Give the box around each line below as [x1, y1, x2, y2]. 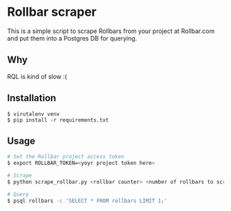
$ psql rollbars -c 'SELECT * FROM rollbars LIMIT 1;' [7, 197, 168, 204]
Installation [7, 92, 56, 104]
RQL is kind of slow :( [7, 72, 67, 80]
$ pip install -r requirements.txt [7, 116, 109, 124]
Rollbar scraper [7, 4, 97, 20]
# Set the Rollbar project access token [7, 153, 125, 160]
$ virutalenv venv [7, 111, 60, 118]
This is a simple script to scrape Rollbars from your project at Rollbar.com [7, 27, 215, 35]
